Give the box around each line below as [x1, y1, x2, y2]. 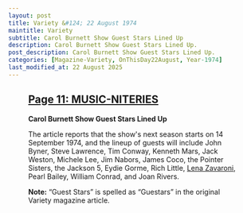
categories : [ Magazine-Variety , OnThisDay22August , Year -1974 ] [8, 56, 223, 64]
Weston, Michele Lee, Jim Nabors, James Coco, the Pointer [28, 154, 224, 164]
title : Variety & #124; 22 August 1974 [8, 19, 137, 27]
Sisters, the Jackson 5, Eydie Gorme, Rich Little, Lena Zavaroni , [28, 163, 237, 172]
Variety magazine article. [28, 196, 110, 205]
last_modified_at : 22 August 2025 [8, 64, 123, 72]
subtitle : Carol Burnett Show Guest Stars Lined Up [8, 33, 183, 42]
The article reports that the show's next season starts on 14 [28, 129, 224, 139]
